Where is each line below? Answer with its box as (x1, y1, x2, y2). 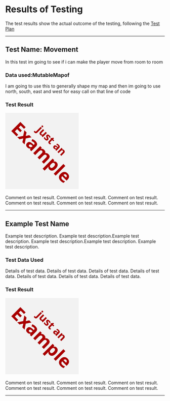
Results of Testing (5, 4, 83, 15)
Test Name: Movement (5, 45, 78, 54)
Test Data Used (5, 257, 44, 264)
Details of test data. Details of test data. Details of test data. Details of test (5, 268, 159, 274)
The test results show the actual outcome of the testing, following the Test (5, 20, 160, 26)
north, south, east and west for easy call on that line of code (5, 88, 131, 95)
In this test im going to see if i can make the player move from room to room (5, 58, 163, 65)
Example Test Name (5, 220, 69, 228)
